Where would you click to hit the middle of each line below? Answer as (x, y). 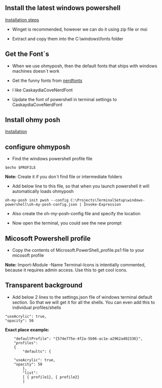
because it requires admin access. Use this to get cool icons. (66, 270)
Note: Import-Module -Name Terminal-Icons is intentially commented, (75, 265)
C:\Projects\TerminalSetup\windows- (108, 200)
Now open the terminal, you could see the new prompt (67, 223)
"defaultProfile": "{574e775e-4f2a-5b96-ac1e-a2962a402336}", (78, 339)
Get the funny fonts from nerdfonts (47, 81)
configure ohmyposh (38, 147)
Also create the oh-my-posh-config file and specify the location (76, 214)
